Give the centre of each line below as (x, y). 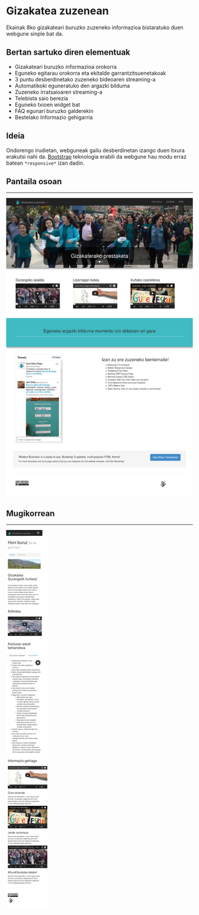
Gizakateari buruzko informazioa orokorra (66, 67)
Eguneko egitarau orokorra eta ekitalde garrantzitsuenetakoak (90, 73)
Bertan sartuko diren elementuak (68, 53)
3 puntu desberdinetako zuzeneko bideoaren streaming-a (85, 79)
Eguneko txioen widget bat (47, 105)
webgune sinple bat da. (35, 33)
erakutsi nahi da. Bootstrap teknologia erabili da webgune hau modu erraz (96, 156)
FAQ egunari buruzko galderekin (54, 111)
